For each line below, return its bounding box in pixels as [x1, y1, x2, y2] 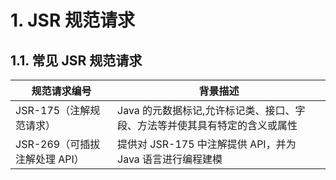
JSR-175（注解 [15, 104, 91, 117]
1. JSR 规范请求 [10, 9, 135, 32]
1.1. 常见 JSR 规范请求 [10, 52, 143, 69]
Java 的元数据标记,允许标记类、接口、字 [117, 104, 306, 117]
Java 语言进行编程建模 [117, 152, 223, 166]
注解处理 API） [15, 152, 85, 166]
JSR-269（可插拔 [15, 137, 101, 151]
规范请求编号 [31, 84, 92, 98]
